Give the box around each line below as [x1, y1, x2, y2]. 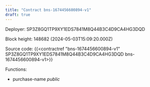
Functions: [5, 66, 27, 72]
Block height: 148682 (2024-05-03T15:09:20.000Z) [5, 36, 113, 42]
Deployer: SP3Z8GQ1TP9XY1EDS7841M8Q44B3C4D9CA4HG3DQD [5, 26, 145, 32]
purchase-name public [12, 76, 60, 82]
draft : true [5, 12, 30, 17]
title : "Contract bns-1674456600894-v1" [5, 7, 92, 13]
